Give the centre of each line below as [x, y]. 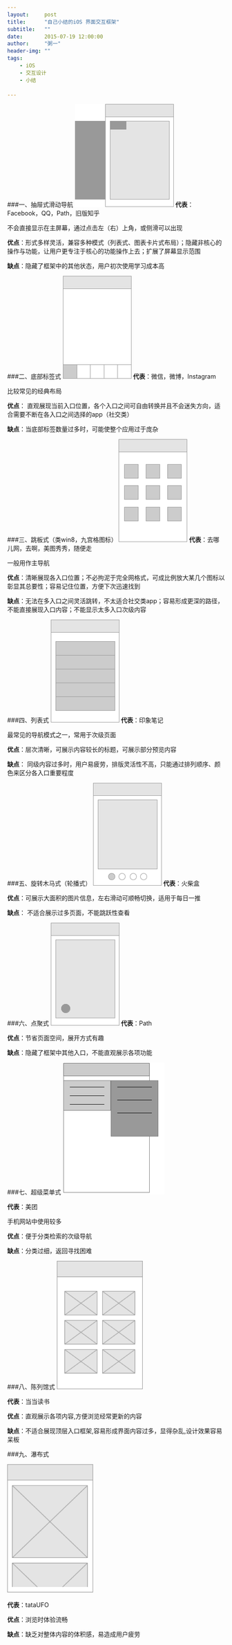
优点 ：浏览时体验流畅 [37, 1619]
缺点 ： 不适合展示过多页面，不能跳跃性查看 [68, 913]
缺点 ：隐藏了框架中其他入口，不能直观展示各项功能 [80, 1053]
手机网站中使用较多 [35, 1221]
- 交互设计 [33, 73]
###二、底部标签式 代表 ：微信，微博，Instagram [112, 377]
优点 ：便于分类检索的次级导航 [49, 1236]
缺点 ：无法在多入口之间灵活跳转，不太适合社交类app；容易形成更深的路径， [116, 601]
